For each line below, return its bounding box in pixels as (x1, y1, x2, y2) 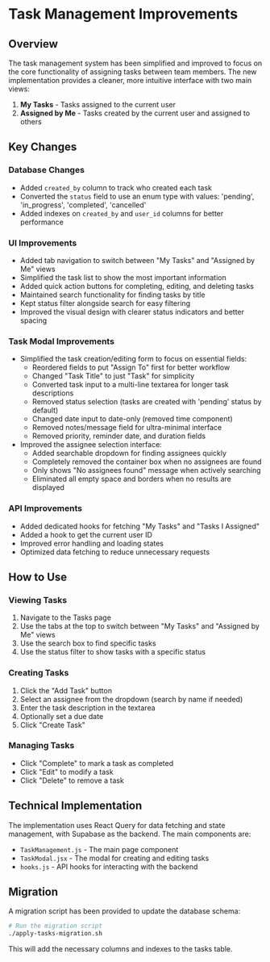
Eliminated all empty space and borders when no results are (31, 474, 231, 484)
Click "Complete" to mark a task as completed (19, 758, 174, 768)
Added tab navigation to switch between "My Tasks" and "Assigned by (19, 255, 255, 265)
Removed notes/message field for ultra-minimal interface (31, 423, 222, 433)
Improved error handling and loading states (19, 538, 164, 548)
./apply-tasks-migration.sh (8, 930, 103, 938)
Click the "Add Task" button (19, 685, 113, 695)
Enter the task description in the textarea (19, 703, 156, 713)
